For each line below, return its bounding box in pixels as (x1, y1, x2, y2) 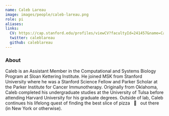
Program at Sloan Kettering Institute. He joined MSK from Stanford (5, 73, 142, 79)
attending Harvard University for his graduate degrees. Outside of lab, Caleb (5, 95, 163, 101)
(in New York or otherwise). (5, 105, 62, 111)
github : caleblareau (10, 40, 53, 45)
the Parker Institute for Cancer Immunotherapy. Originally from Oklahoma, (5, 84, 158, 90)
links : (5, 26, 19, 31)
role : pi (5, 17, 24, 22)
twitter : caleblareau (10, 36, 55, 41)
